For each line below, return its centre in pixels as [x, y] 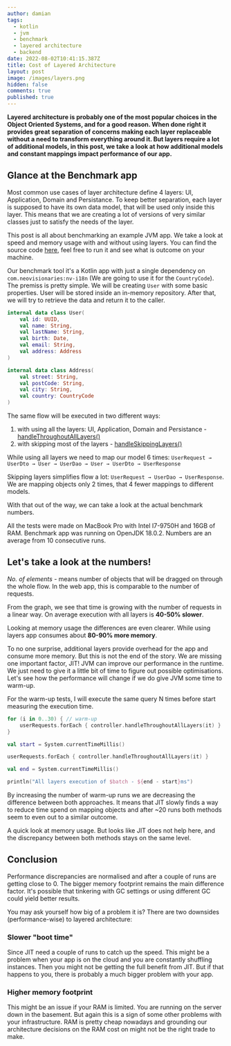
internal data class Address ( [51, 370]
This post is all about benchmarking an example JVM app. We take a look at [115, 235]
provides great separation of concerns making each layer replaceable [110, 132]
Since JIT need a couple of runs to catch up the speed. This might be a [108, 952]
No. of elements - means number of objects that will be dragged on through [115, 578]
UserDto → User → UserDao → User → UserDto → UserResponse [94, 464]
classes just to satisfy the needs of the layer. [71, 222]
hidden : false [28, 85]
